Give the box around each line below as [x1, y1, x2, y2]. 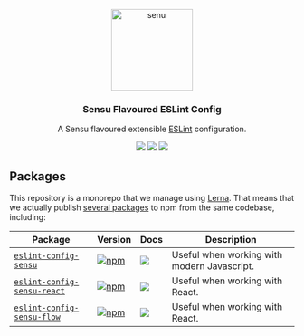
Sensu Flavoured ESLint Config [82, 102, 222, 115]
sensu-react [14, 286, 66, 296]
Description [204, 234, 257, 246]
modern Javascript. [171, 260, 255, 273]
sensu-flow [14, 312, 61, 322]
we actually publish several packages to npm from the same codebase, [9, 202, 275, 213]
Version [97, 234, 132, 246]
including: [9, 212, 47, 223]
